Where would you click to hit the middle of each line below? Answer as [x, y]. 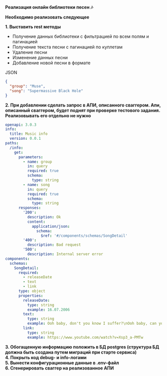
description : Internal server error [65, 254]
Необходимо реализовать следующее [47, 17]
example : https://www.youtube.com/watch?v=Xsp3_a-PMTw [85, 337]
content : [36, 222]
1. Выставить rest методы [33, 27]
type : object [32, 291]
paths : [12, 143]
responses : [30, 208]
